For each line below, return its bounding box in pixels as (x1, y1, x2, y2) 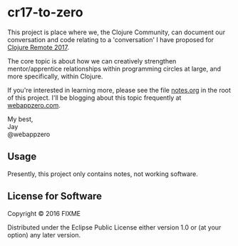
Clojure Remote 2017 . (7, 43, 70, 51)
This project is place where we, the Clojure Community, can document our (7, 28, 226, 36)
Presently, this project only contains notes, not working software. (7, 169, 198, 178)
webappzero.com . (7, 101, 61, 109)
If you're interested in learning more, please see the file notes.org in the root (7, 86, 232, 94)
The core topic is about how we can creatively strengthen (7, 56, 177, 65)
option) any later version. (7, 230, 81, 239)
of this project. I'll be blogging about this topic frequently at (7, 93, 182, 102)
